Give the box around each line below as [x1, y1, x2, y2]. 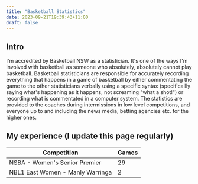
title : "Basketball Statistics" [6, 8, 86, 15]
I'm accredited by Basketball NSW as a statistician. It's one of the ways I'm [6, 57, 188, 64]
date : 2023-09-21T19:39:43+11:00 [6, 14, 89, 20]
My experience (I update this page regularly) [6, 131, 174, 141]
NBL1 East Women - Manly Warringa [9, 168, 112, 176]
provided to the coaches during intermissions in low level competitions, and [6, 101, 190, 108]
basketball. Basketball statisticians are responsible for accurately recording [6, 70, 189, 77]
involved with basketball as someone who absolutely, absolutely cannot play [6, 63, 192, 71]
